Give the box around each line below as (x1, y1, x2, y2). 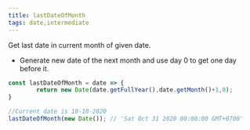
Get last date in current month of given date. (8, 40, 151, 49)
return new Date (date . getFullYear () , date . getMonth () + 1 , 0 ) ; (36, 86, 234, 94)
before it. (19, 63, 49, 73)
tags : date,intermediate (8, 19, 89, 27)
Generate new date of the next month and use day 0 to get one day (19, 56, 237, 65)
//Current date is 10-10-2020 (8, 107, 107, 116)
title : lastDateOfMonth (8, 11, 86, 20)
